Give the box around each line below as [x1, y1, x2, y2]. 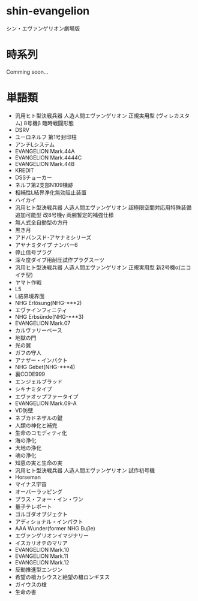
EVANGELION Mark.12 [14, 558, 70, 566]
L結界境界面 [14, 292, 45, 300]
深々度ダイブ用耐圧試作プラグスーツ [14, 256, 105, 263]
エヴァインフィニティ [14, 306, 68, 313]
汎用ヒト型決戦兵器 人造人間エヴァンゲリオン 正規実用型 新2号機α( [14, 264, 181, 271]
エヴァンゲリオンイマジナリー [14, 531, 89, 539]
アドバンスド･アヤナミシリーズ [14, 234, 92, 241]
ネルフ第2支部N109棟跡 [14, 181, 74, 188]
